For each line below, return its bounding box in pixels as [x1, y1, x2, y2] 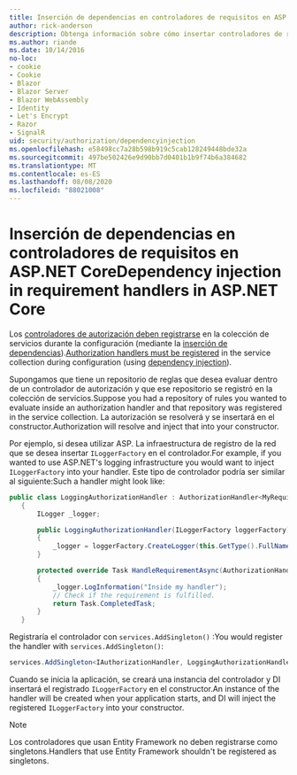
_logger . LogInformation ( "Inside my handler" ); [52, 582, 227, 592]
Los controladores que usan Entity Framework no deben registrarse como [9, 737, 278, 748]
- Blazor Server [9, 87, 69, 96]
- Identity [9, 104, 49, 112]
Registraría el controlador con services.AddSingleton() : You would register [9, 632, 283, 642]
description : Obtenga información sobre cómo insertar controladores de [9, 29, 283, 38]
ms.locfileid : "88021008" [9, 186, 104, 195]
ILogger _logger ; [36, 509, 101, 518]
